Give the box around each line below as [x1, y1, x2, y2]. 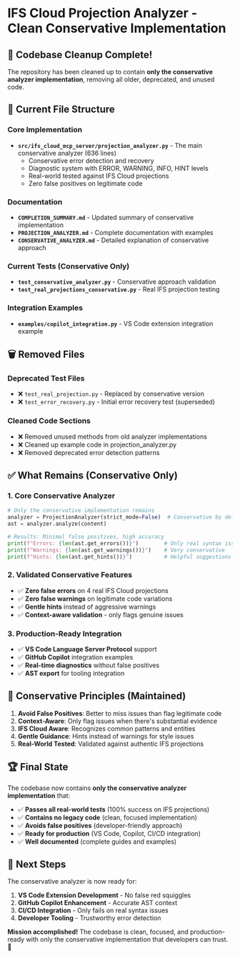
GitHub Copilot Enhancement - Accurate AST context [17, 899, 178, 907]
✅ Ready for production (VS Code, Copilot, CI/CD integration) [17, 829, 201, 837]
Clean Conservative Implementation [7, 20, 226, 36]
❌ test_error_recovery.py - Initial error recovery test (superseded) [17, 398, 216, 406]
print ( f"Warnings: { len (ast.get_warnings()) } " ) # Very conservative [7, 547, 225, 554]
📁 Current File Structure [7, 104, 116, 116]
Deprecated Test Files [7, 373, 85, 383]
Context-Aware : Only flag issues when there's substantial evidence [17, 717, 218, 725]
